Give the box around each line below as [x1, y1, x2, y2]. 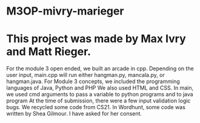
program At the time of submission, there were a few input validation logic [6, 97, 191, 104]
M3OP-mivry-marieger [6, 4, 124, 18]
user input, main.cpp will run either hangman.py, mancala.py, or [6, 71, 165, 79]
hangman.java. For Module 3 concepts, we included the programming [6, 78, 180, 85]
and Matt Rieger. [6, 45, 92, 59]
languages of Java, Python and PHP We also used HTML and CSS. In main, [6, 84, 194, 91]
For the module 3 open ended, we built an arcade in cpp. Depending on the [6, 65, 194, 72]
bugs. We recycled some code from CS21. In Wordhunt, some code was [6, 104, 186, 111]
